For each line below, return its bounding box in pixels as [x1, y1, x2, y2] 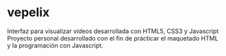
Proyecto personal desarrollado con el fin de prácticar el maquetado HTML [7, 34, 218, 42]
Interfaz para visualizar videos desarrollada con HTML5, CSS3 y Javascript [7, 27, 219, 35]
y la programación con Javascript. [7, 41, 104, 49]
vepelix [7, 5, 50, 20]
